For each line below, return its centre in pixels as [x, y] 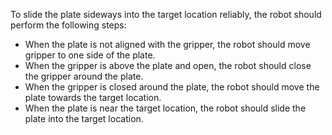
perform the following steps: [68, 25]
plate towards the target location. [93, 97]
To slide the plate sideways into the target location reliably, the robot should [166, 14]
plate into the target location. [84, 118]
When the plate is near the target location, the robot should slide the [165, 108]
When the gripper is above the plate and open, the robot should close [168, 65]
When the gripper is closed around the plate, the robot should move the [172, 87]
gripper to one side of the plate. [90, 55]
